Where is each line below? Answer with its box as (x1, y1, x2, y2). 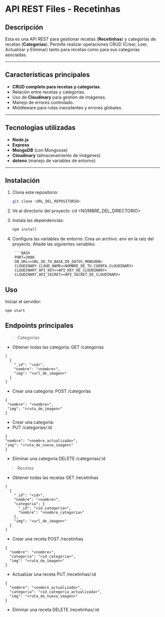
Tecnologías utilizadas (5, 124, 76, 132)
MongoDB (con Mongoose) (12, 147, 68, 153)
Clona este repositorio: (12, 190, 58, 195)
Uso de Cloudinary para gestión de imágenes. (12, 94, 107, 100)
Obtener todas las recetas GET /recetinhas (12, 474, 99, 481)
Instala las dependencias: (12, 218, 64, 224)
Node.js (12, 136, 29, 142)
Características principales (5, 70, 90, 79)
